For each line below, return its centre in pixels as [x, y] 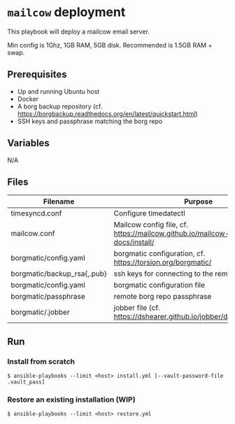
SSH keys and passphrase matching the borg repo [90, 121]
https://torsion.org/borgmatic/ [163, 262]
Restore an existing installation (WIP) [71, 400]
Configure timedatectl [149, 213]
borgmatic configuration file [159, 285]
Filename [59, 202]
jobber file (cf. [137, 308]
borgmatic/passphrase [48, 297]
